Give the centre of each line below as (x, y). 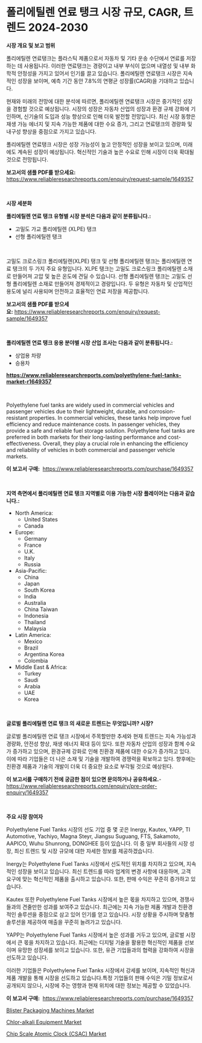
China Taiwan (41, 609)
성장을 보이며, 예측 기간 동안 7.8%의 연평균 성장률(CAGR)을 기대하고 (98, 81)
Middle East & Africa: (41, 667)
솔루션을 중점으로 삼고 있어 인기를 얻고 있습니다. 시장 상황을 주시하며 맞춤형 (106, 914)
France (33, 545)
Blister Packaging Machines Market (50, 1010)
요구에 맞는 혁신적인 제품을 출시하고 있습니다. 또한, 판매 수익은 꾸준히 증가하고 (98, 879)
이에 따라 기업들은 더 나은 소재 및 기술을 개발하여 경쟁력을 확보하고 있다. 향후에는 (101, 758)
